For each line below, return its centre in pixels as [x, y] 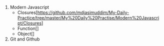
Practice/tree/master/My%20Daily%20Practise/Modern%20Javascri [88, 18]
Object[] [26, 34]
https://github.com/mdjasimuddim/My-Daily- [83, 12]
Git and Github [25, 39]
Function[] [28, 28]
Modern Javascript [29, 7]
